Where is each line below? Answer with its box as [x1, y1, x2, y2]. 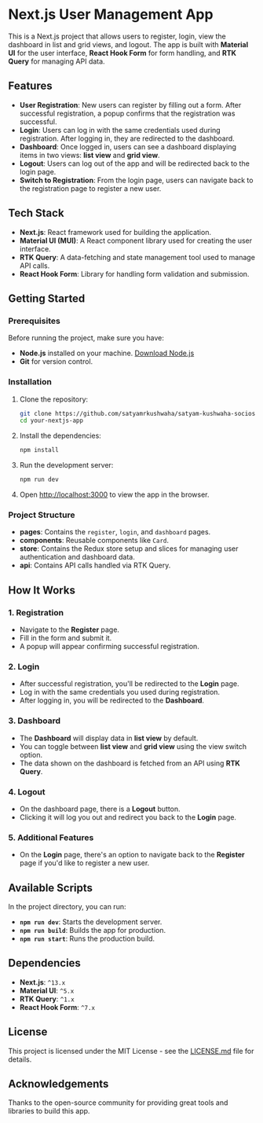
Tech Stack [8, 207, 64, 220]
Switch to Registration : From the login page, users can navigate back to [19, 175, 254, 185]
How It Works [8, 583, 76, 596]
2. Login [8, 661, 40, 672]
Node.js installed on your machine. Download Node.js [19, 348, 195, 358]
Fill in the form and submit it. [19, 633, 112, 643]
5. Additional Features [8, 831, 94, 842]
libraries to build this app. [8, 1106, 90, 1116]
